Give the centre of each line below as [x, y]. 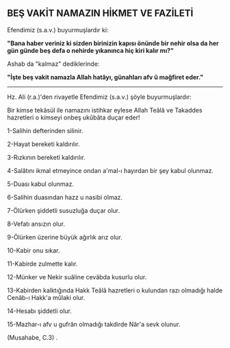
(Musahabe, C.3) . [33, 337]
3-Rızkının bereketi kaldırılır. [46, 157]
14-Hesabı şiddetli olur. [39, 311]
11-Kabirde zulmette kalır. [42, 264]
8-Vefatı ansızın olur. [36, 224]
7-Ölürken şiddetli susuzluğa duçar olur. [64, 210]
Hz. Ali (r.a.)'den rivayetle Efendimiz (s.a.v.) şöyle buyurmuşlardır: [99, 97]
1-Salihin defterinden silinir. [45, 130]
